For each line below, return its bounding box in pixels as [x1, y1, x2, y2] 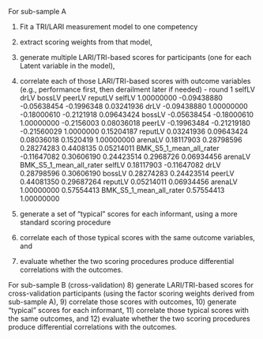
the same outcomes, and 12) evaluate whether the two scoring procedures [8, 314, 250, 323]
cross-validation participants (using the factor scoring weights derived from [8, 288, 255, 298]
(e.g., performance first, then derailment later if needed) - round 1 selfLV [19, 85, 255, 94]
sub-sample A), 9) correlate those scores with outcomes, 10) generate [8, 297, 237, 307]
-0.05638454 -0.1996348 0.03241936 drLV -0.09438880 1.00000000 [19, 102, 249, 111]
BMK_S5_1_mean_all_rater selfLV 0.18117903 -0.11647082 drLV [19, 160, 221, 169]
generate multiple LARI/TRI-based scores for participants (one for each [19, 53, 252, 62]
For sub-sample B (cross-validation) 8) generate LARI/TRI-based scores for [8, 281, 254, 289]
